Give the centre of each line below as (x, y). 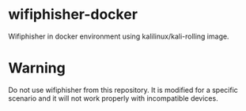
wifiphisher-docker (73, 15)
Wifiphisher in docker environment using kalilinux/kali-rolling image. (119, 36)
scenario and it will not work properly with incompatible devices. (114, 98)
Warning (37, 68)
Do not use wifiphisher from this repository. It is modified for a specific (123, 90)
